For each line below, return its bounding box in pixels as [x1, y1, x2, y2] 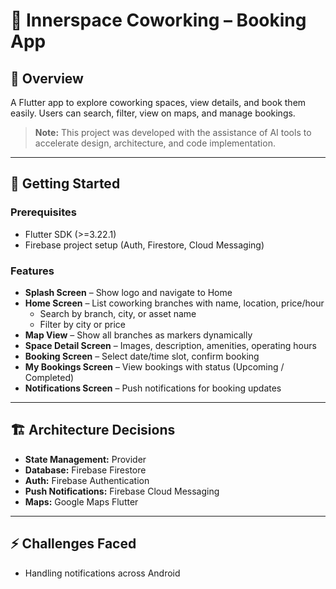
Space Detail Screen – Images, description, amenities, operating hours [24, 339, 317, 351]
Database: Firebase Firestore [24, 464, 147, 476]
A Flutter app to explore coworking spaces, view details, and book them [10, 97, 307, 108]
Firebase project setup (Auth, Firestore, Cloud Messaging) [24, 239, 265, 251]
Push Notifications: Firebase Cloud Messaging [24, 485, 220, 497]
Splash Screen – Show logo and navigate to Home [24, 286, 233, 298]
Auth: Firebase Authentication [24, 474, 150, 486]
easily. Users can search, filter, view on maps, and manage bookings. [10, 107, 296, 119]
